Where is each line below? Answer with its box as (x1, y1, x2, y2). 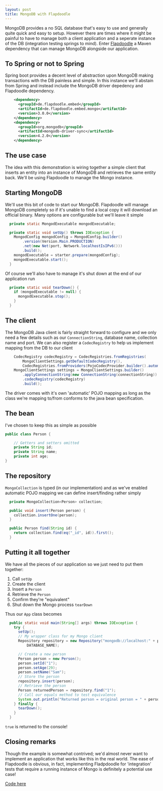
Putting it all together (5, 548, 70, 556)
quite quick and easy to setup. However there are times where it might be (5, 30, 152, 36)
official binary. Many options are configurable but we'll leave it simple (5, 212, 144, 218)
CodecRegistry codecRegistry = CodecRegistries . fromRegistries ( (14, 354, 147, 359)
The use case (5, 151, 47, 160)
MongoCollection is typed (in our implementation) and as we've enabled (5, 485, 148, 490)
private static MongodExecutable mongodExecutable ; (9, 221, 116, 226)
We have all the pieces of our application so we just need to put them (5, 561, 143, 567)
